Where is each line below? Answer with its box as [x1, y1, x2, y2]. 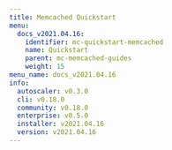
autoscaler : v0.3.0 [17, 86, 89, 95]
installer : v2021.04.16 [17, 120, 104, 129]
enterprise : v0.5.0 [17, 111, 89, 120]
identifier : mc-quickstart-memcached [25, 37, 164, 47]
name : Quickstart [25, 46, 89, 55]
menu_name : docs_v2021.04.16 [9, 71, 116, 79]
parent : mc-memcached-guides [25, 54, 132, 63]
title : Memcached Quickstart [9, 12, 116, 22]
